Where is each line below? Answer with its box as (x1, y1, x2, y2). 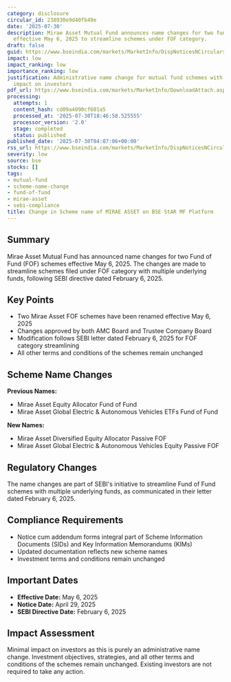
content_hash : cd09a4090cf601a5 (13, 106, 107, 113)
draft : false (7, 42, 45, 49)
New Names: (7, 421, 45, 429)
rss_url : (7, 145, 32, 151)
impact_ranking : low (7, 61, 67, 68)
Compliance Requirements (7, 514, 124, 526)
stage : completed (13, 125, 63, 132)
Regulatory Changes (7, 462, 98, 473)
